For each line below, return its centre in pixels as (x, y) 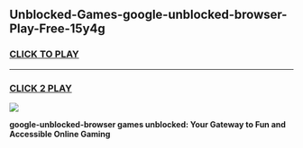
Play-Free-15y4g (57, 29)
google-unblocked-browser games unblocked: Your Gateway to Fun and (148, 124)
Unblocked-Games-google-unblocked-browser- (148, 15)
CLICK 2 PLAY (41, 88)
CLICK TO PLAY (44, 55)
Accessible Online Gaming (60, 134)
